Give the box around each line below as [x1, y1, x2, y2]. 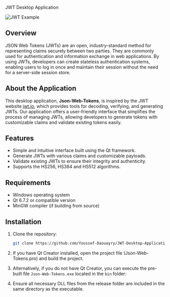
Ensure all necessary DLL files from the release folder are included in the [12, 280, 165, 286]
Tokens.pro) [12, 255, 38, 261]
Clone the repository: [12, 231, 57, 237]
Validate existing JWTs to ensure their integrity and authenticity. [12, 158, 147, 164]
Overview [5, 29, 37, 38]
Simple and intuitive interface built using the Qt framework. [12, 147, 136, 154]
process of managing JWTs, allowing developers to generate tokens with [5, 114, 158, 120]
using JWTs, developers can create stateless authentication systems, [5, 58, 150, 65]
